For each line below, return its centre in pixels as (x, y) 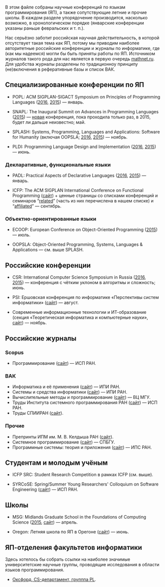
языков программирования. (35, 570)
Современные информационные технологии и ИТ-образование (79, 312)
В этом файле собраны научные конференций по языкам (65, 7)
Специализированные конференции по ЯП (75, 85)
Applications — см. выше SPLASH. (48, 250)
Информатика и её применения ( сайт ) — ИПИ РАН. (66, 387)
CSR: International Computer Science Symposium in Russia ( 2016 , (79, 277)
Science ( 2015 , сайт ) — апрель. (45, 522)
